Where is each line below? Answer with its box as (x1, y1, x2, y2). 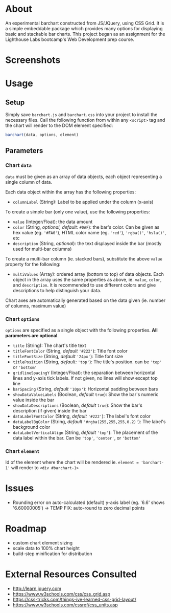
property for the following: (5, 261, 61, 267)
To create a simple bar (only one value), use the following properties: (5, 208, 150, 215)
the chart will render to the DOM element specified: (5, 122, 113, 128)
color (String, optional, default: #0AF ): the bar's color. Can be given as (12, 224, 160, 230)
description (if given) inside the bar (12, 407, 87, 413)
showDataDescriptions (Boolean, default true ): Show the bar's (12, 402, 143, 408)
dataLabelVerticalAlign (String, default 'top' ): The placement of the (12, 429, 158, 435)
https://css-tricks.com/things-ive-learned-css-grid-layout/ (12, 597, 137, 603)
